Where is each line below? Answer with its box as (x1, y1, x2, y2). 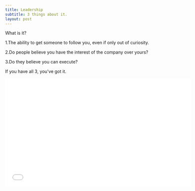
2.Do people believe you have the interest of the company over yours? (5, 49, 148, 55)
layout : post (5, 16, 32, 21)
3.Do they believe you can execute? (5, 59, 78, 65)
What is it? (5, 30, 27, 36)
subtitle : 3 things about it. (5, 12, 68, 17)
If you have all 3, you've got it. (5, 68, 67, 74)
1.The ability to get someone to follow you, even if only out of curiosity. (5, 40, 149, 46)
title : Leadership (5, 7, 43, 12)
